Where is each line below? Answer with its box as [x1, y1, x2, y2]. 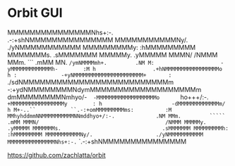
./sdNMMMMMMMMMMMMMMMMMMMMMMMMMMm [7, 77, 174, 86]
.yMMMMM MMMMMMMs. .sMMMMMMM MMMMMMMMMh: [7, 124, 229, 132]
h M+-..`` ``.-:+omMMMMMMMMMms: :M [7, 106, 172, 113]
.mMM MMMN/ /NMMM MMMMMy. [7, 118, 207, 126]
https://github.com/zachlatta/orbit [7, 151, 106, 159]
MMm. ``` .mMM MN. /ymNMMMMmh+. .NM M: [7, 58, 155, 66]
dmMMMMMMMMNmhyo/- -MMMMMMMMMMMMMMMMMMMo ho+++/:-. [7, 93, 209, 101]
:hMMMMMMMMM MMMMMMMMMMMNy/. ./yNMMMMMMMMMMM [7, 131, 203, 138]
